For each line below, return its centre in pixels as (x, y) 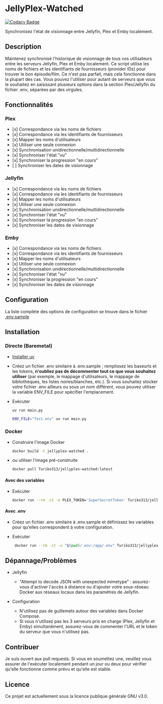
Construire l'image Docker (38, 442)
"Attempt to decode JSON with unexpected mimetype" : (75, 582)
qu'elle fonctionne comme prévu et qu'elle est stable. (58, 669)
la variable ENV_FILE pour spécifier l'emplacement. (63, 392)
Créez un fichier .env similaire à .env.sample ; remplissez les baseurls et (84, 366)
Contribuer (22, 647)
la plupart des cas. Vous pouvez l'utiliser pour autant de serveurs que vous (80, 79)
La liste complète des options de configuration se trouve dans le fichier (76, 311)
